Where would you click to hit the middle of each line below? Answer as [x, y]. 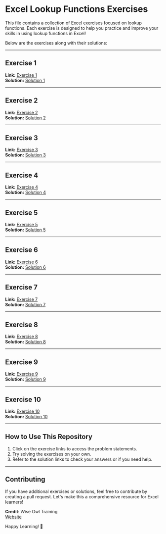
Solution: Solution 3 [25, 155]
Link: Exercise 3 [21, 150]
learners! [14, 502]
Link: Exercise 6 [21, 262]
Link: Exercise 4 [22, 187]
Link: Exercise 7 [21, 299]
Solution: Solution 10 [26, 417]
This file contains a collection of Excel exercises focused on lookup [74, 23]
